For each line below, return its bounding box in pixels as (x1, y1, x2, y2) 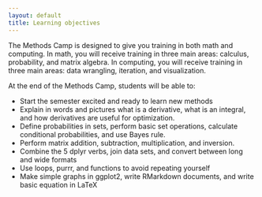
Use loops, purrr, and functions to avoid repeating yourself (19, 163, 211, 173)
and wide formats (19, 154, 77, 164)
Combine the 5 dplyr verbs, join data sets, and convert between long (19, 147, 243, 156)
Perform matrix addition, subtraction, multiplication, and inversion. (19, 138, 235, 147)
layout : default (8, 11, 62, 20)
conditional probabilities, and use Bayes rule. (19, 129, 166, 139)
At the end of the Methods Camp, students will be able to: (8, 80, 196, 91)
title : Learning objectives (8, 19, 101, 27)
